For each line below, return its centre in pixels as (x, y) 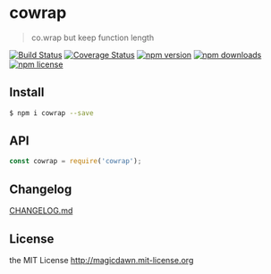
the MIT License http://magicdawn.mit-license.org (102, 260)
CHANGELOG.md (41, 211)
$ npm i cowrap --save (51, 113)
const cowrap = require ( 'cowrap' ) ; (76, 162)
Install (27, 92)
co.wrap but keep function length (93, 37)
